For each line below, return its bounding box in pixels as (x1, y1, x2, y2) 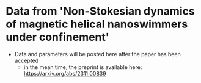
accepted (14, 57, 39, 64)
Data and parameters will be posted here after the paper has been (14, 50, 181, 57)
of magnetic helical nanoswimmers (5, 17, 188, 31)
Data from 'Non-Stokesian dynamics (5, 4, 195, 18)
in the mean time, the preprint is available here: (23, 63, 142, 71)
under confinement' (5, 31, 109, 44)
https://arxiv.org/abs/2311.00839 (23, 70, 106, 77)
